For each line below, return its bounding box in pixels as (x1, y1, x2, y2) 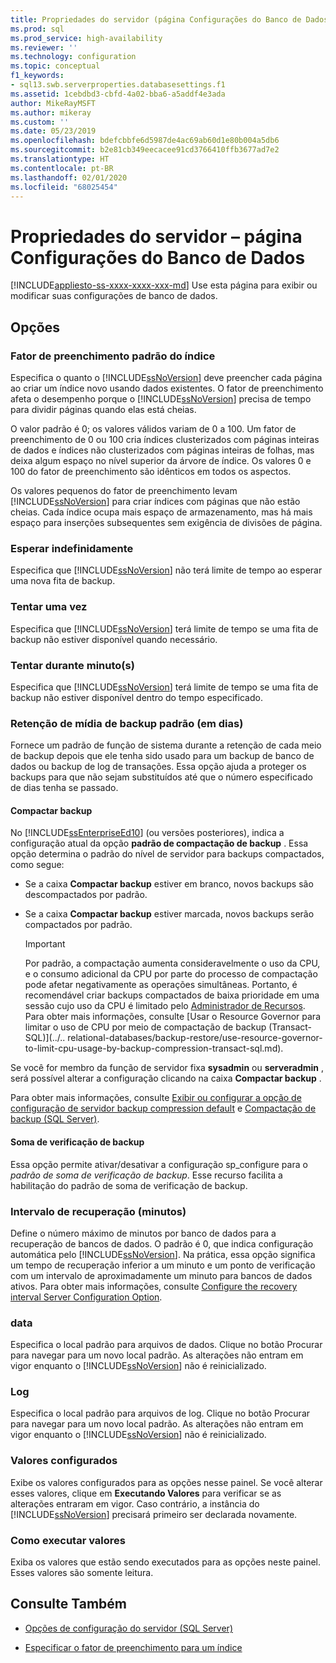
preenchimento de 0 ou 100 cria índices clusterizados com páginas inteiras (10, 434, 320, 445)
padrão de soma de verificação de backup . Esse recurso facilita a (10, 1169, 283, 1181)
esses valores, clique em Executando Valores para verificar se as (10, 1487, 282, 1499)
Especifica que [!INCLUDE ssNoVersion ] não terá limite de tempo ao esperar (10, 564, 323, 576)
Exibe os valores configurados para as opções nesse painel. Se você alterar (10, 1476, 323, 1488)
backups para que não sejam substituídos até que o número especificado (10, 771, 313, 783)
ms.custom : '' (10, 117, 70, 127)
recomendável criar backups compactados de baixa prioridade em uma (24, 989, 320, 1001)
